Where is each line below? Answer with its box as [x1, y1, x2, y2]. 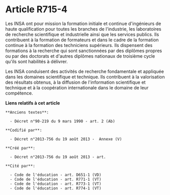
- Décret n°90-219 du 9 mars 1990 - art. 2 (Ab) [10, 118, 115, 124]
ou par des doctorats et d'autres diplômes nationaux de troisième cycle [5, 53, 155, 59]
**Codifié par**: [5, 128, 42, 133]
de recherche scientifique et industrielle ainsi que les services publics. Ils [5, 31, 159, 37]
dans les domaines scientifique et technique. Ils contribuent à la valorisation [5, 74, 165, 80]
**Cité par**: [5, 163, 36, 168]
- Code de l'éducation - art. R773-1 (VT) [10, 181, 102, 186]
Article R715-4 [5, 4, 68, 15]
